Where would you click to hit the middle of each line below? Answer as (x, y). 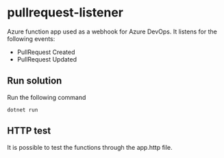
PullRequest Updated (47, 59)
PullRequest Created (46, 52)
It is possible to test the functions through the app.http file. (90, 147)
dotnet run (23, 110)
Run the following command (47, 97)
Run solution (35, 81)
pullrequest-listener (65, 13)
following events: (31, 38)
